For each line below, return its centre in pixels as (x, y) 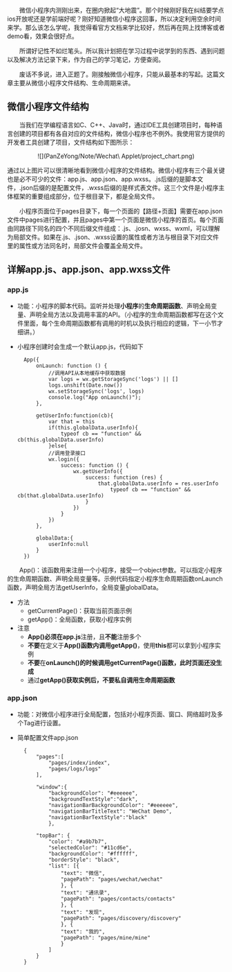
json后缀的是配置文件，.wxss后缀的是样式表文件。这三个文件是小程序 (120, 187)
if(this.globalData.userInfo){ (93, 427)
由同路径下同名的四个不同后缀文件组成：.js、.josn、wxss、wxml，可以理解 (114, 228)
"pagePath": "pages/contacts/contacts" (118, 899)
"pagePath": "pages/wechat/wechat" (112, 879)
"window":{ (51, 787)
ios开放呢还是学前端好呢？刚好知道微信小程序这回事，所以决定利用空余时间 (114, 19)
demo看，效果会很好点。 (42, 36)
